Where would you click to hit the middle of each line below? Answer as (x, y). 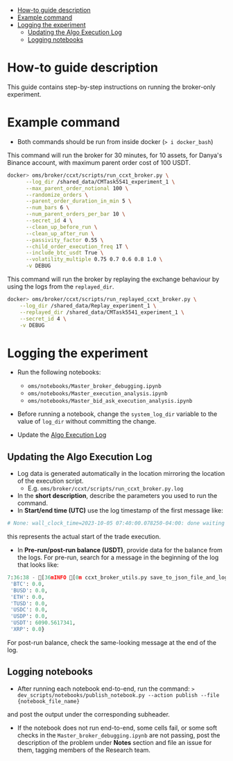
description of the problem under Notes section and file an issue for (114, 742)
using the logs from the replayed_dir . (61, 287)
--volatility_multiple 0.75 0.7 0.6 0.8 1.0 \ (94, 259)
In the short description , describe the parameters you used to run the (117, 496)
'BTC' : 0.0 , (27, 584)
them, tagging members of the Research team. (84, 750)
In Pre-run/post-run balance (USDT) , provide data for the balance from (120, 550)
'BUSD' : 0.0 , (29, 591)
